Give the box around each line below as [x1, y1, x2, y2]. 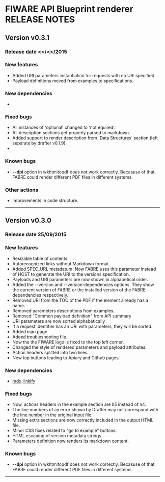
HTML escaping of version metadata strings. [12, 433, 103, 439]
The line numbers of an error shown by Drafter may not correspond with [12, 407, 159, 413]
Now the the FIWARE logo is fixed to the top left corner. [12, 339, 124, 345]
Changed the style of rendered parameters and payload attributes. [12, 344, 147, 350]
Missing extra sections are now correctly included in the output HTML [12, 417, 154, 423]
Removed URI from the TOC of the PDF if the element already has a [12, 297, 149, 303]
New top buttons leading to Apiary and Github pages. [12, 355, 120, 361]
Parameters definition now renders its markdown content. [12, 438, 129, 444]
